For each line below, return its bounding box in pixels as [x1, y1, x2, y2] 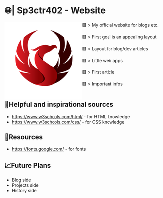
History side [11, 188, 37, 194]
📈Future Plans [4, 161, 51, 170]
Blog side [11, 177, 31, 183]
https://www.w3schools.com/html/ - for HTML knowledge [11, 113, 130, 119]
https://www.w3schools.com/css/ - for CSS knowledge [11, 119, 125, 125]
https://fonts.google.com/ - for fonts [11, 146, 86, 152]
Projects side [11, 182, 39, 188]
